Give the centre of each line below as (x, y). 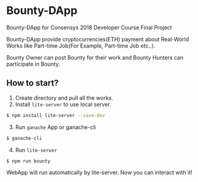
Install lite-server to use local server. (63, 104)
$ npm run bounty (28, 161)
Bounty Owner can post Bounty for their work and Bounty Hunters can (95, 57)
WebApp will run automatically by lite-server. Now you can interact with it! (99, 173)
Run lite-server (36, 150)
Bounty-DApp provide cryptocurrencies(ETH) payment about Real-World (98, 39)
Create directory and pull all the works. (64, 97)
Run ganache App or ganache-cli (55, 127)
